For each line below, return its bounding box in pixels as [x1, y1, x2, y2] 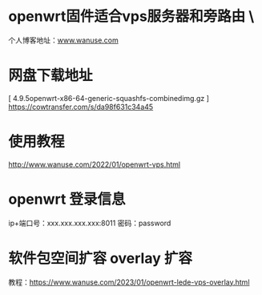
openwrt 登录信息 [8, 190, 126, 208]
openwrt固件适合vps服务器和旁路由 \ [8, 7, 255, 26]
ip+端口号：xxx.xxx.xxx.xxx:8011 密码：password [8, 218, 171, 228]
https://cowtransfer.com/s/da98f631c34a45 [8, 102, 154, 111]
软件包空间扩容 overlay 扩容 [8, 249, 192, 267]
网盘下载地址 [8, 67, 94, 85]
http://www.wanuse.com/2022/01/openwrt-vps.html [8, 160, 181, 169]
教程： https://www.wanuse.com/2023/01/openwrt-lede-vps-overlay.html [8, 277, 250, 287]
